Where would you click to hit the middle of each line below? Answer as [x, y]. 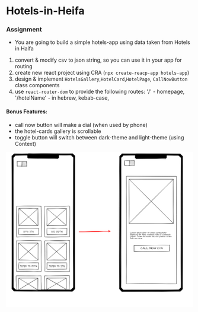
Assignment [24, 30]
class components [37, 85]
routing [23, 66]
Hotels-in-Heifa [45, 11]
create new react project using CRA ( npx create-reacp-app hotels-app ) [102, 73]
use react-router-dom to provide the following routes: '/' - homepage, [100, 92]
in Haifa [24, 49]
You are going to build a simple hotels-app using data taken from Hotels [103, 42]
